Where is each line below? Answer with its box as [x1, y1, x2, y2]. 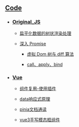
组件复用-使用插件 [19, 85, 56, 91]
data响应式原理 [19, 96, 51, 102]
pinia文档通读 [19, 106, 47, 112]
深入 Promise [19, 41, 47, 46]
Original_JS [12, 19, 41, 25]
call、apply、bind [26, 61, 63, 67]
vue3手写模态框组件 [19, 117, 60, 123]
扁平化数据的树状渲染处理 [19, 30, 72, 36]
